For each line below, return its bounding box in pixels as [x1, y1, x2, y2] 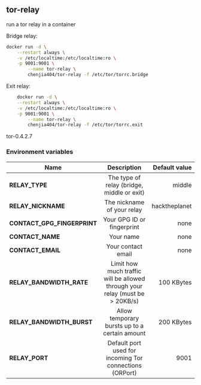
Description [107, 163, 142, 171]
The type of [108, 173, 141, 181]
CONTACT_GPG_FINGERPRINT [9, 219, 98, 227]
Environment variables [6, 148, 74, 156]
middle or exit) [103, 188, 145, 196]
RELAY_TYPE [9, 181, 47, 189]
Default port [107, 338, 142, 347]
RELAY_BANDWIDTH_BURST [9, 317, 93, 326]
